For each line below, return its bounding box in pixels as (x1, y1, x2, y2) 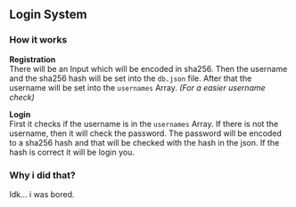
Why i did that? (9, 169, 76, 181)
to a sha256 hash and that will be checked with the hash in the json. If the (9, 137, 280, 147)
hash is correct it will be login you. (9, 147, 136, 157)
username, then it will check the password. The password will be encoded (9, 128, 283, 139)
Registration (9, 53, 56, 65)
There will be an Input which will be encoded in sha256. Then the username (9, 63, 288, 74)
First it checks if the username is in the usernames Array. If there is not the (9, 118, 279, 129)
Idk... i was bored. (9, 188, 75, 199)
